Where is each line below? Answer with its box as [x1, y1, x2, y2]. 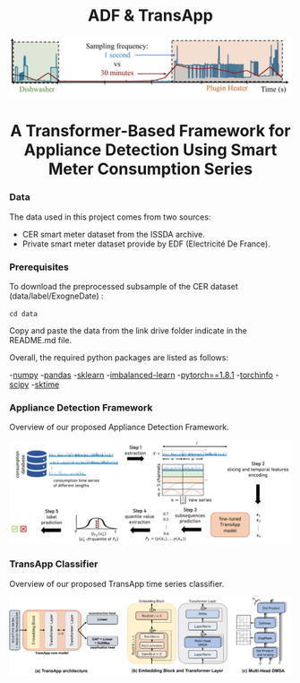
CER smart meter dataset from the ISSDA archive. [21, 229, 206, 239]
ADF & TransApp [88, 5, 213, 26]
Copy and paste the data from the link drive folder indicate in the [9, 324, 248, 336]
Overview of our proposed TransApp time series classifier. [9, 578, 225, 589]
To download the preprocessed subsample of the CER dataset [9, 281, 239, 291]
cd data [9, 309, 39, 318]
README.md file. [9, 334, 73, 345]
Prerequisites [9, 261, 69, 273]
